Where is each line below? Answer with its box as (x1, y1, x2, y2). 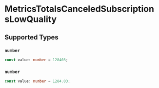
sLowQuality (4, 14, 57, 25)
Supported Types (4, 33, 59, 41)
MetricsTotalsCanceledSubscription (4, 3, 155, 15)
